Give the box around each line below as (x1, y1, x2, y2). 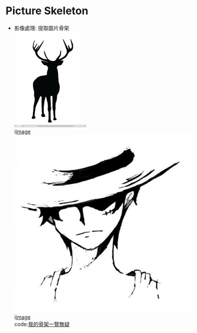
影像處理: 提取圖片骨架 (14, 24, 69, 31)
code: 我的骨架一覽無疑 (14, 321, 70, 328)
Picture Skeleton (5, 4, 89, 18)
